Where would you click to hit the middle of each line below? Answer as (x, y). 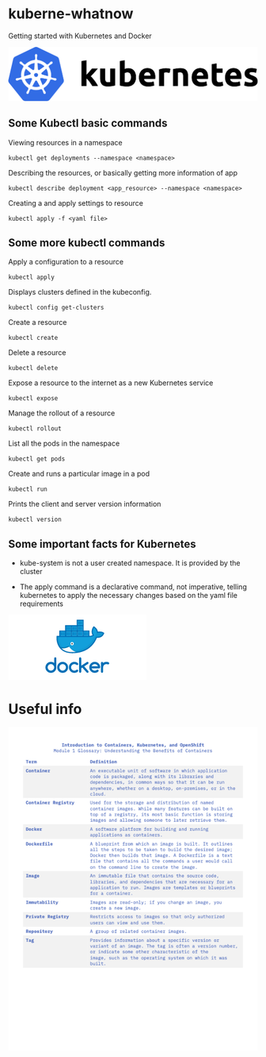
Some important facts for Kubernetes (102, 544)
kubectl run (28, 489)
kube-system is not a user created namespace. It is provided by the (130, 563)
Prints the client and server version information (85, 504)
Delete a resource (37, 353)
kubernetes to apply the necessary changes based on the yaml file (128, 596)
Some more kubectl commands (87, 243)
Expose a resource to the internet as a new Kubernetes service (111, 383)
